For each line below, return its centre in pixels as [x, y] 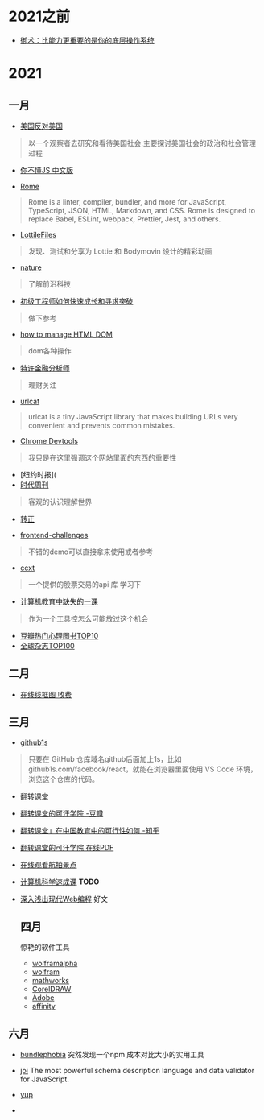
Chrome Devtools [49, 440]
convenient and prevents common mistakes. [101, 425]
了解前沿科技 [49, 283]
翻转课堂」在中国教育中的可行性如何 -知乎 [90, 830]
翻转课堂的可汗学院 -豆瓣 [62, 813]
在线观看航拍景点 [48, 864]
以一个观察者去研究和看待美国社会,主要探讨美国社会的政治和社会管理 [142, 143]
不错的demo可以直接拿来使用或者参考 [91, 552]
